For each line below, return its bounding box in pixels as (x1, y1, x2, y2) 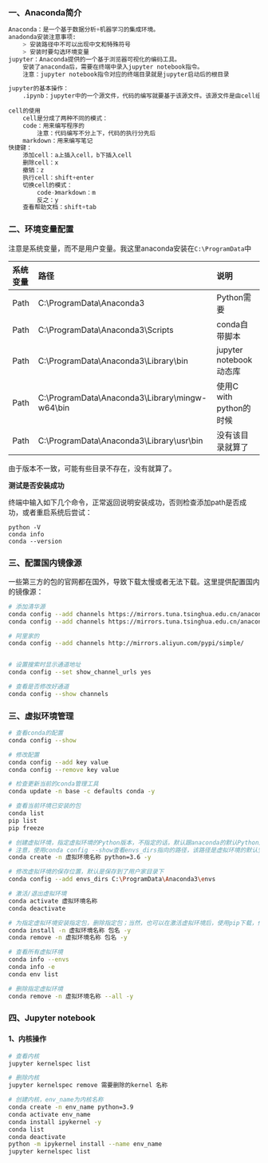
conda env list (8, 970, 59, 979)
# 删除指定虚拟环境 (8, 984, 64, 993)
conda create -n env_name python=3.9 (8, 1103, 134, 1111)
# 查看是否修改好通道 (8, 682, 69, 691)
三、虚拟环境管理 (8, 710, 74, 722)
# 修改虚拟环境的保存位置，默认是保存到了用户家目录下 (8, 868, 164, 876)
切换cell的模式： (22, 181, 73, 189)
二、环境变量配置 (8, 224, 74, 235)
